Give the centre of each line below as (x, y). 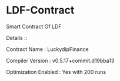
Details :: (17, 38)
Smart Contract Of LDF (34, 26)
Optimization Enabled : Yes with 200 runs (56, 72)
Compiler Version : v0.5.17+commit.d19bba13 (60, 60)
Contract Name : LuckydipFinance (48, 49)
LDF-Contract (40, 10)
